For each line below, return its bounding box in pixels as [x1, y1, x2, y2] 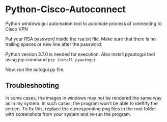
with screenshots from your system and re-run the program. [5, 111, 131, 117]
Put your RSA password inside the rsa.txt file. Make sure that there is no [5, 36, 156, 42]
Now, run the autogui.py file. [5, 66, 65, 72]
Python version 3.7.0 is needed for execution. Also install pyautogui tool [5, 51, 155, 57]
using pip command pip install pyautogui [5, 56, 96, 62]
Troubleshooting [5, 81, 60, 90]
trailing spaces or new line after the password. [5, 41, 103, 47]
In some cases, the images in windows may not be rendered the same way [5, 94, 162, 101]
